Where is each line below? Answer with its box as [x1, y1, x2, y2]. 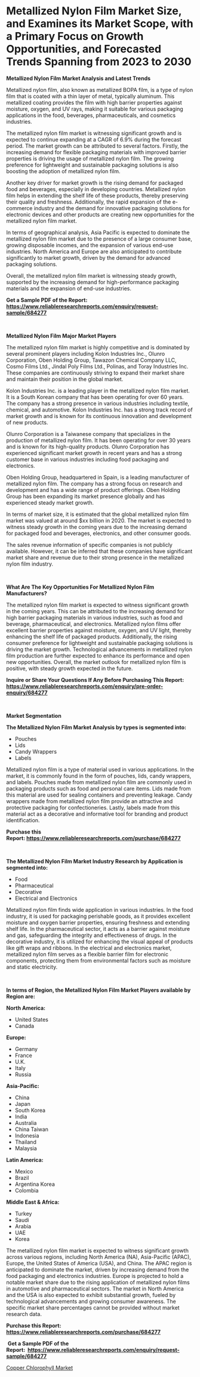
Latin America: [6, 1156, 44, 1163]
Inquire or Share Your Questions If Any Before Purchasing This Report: [6, 676, 184, 683]
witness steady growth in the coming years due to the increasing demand [6, 523, 187, 530]
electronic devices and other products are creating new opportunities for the [6, 211, 195, 218]
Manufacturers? [6, 589, 48, 597]
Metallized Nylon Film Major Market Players [6, 332, 116, 339]
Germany [14, 1045, 38, 1052]
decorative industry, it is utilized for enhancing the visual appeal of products [6, 938, 193, 945]
